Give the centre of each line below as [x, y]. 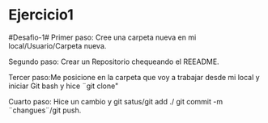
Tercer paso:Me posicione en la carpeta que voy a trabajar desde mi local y [134, 77]
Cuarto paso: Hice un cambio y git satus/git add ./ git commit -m [116, 101]
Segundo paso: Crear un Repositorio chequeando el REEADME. [114, 61]
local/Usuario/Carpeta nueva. [57, 45]
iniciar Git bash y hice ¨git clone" [64, 86]
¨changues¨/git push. [45, 110]
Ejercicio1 [41, 15]
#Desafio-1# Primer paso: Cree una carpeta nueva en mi [102, 37]
